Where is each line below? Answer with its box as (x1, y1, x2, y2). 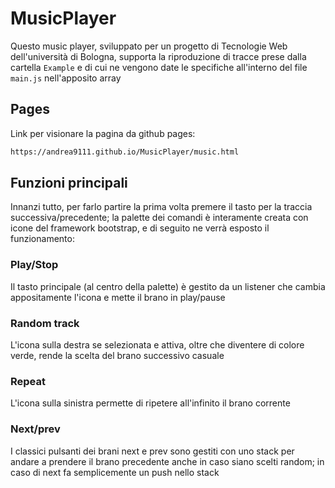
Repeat (10, 374, 46, 388)
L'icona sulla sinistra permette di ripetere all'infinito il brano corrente (10, 397, 291, 409)
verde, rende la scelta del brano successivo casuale (10, 350, 225, 362)
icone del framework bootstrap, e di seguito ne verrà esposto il (10, 222, 270, 234)
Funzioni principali (10, 175, 128, 192)
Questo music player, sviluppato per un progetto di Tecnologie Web (10, 40, 288, 52)
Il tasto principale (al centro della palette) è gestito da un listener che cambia (10, 280, 326, 292)
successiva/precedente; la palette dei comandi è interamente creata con (10, 212, 309, 224)
